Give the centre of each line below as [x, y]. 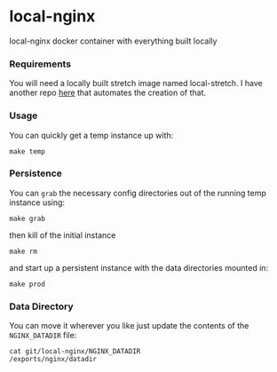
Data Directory [41, 306]
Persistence [36, 173]
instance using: [37, 202]
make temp [28, 151]
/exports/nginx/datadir [53, 360]
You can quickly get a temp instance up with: [91, 135]
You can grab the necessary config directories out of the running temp [138, 193]
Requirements [40, 64]
